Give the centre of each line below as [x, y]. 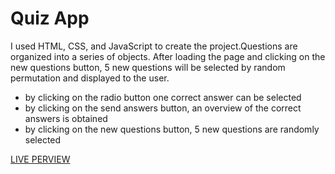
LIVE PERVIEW [40, 159]
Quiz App [50, 18]
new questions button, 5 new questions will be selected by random [148, 67]
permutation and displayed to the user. [90, 78]
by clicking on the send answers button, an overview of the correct [163, 108]
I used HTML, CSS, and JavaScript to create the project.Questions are [154, 46]
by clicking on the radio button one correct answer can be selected [163, 97]
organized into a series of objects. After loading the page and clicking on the [168, 56]
